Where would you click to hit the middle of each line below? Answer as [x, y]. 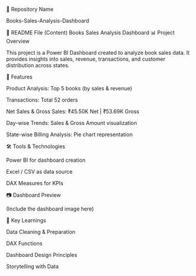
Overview [18, 41]
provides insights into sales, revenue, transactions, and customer [86, 59]
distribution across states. [38, 65]
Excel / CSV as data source [39, 172]
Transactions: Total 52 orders [42, 100]
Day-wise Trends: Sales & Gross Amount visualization [72, 123]
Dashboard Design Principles [42, 255]
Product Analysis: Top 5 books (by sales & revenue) [69, 88]
